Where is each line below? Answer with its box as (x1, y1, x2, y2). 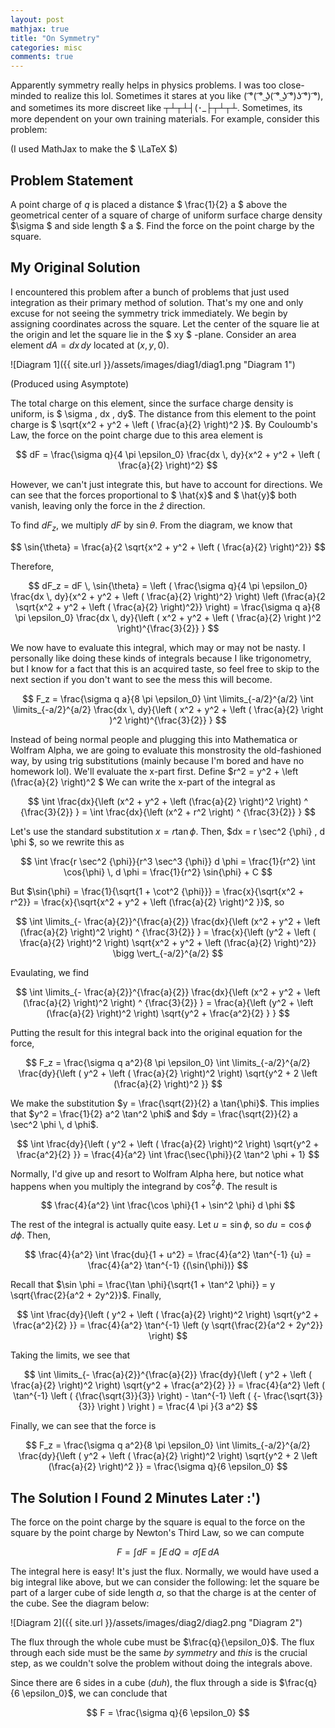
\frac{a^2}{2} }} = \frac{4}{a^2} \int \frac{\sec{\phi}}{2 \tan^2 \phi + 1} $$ (16, 1148, 320, 1160)
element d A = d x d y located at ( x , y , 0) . (10, 339, 170, 351)
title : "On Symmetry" (10, 33, 101, 43)
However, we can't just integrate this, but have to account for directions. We (10, 478, 323, 490)
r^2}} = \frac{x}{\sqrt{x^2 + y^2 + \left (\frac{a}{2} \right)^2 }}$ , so (10, 896, 285, 908)
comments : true (10, 52, 74, 62)
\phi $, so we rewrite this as (10, 836, 125, 848)
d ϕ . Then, (10, 1229, 51, 1241)
